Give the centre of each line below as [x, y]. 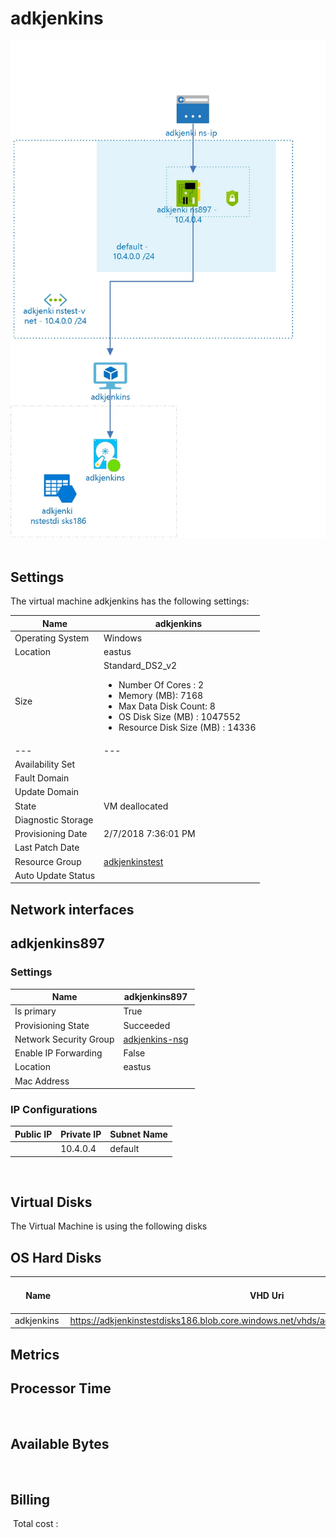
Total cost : [35, 1524]
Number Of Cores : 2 [161, 685]
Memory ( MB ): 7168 [161, 696]
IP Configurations [54, 1109]
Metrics [35, 1354]
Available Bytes [60, 1444]
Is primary [35, 1011]
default [124, 1149]
